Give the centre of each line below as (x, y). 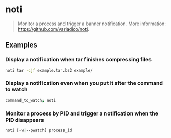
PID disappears (25, 120)
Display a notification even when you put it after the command (84, 83)
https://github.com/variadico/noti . (54, 29)
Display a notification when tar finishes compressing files (79, 60)
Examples (21, 45)
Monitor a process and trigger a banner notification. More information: (92, 24)
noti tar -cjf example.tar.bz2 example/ (49, 70)
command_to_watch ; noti (31, 100)
